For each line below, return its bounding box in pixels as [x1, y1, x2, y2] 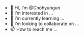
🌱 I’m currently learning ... [10, 15, 65, 21]
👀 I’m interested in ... [10, 10, 53, 16]
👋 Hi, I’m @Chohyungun [10, 5, 61, 10]
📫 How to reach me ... [10, 26, 58, 32]
